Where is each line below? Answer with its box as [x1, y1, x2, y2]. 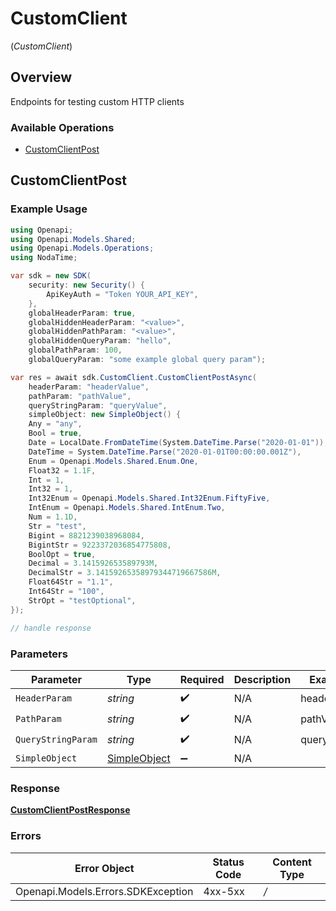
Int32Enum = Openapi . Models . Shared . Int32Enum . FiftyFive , [28, 493, 271, 504]
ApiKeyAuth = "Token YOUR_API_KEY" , [46, 289, 199, 299]
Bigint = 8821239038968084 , [28, 530, 145, 541]
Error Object [74, 861, 135, 875]
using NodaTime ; [10, 253, 78, 263]
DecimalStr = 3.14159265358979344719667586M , [28, 568, 222, 578]
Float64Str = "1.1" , [28, 577, 114, 587]
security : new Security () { [28, 280, 145, 291]
